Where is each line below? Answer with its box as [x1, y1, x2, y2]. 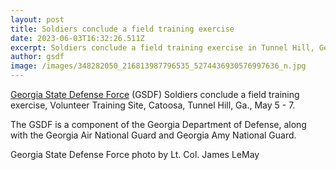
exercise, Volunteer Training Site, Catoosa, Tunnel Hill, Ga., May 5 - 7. [10, 99, 296, 111]
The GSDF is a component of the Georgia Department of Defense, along [10, 119, 307, 130]
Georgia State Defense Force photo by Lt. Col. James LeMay [10, 149, 260, 160]
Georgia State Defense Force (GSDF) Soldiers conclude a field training [10, 89, 300, 100]
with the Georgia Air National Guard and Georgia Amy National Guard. [10, 129, 297, 141]
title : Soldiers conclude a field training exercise [10, 24, 235, 34]
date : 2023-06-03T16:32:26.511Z [10, 33, 145, 43]
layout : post [10, 14, 65, 25]
